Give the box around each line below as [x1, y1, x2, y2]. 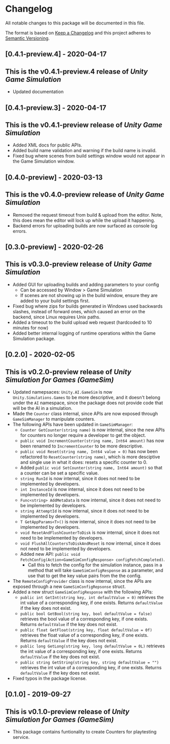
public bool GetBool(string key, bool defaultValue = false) [20, 611, 152, 616]
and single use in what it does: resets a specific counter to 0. [20, 459, 148, 465]
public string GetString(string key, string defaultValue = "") [20, 660, 159, 665]
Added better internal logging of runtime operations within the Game [12, 330, 156, 336]
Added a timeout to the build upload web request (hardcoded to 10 [12, 319, 152, 325]
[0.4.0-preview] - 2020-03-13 [5, 173, 103, 182]
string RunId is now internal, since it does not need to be [20, 475, 141, 481]
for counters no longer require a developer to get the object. [20, 432, 146, 438]
